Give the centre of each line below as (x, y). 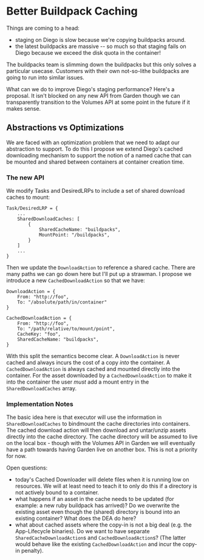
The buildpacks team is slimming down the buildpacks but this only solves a (101, 64)
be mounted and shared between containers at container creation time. (95, 162)
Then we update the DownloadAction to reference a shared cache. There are (101, 268)
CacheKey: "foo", (39, 334)
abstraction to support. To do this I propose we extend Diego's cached (95, 149)
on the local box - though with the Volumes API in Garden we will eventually (101, 443)
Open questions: (27, 468)
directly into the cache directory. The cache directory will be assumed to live (102, 437)
